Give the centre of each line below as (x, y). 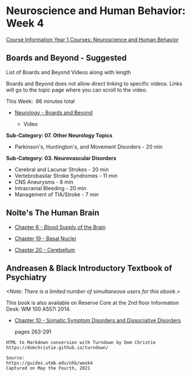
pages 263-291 (33, 332)
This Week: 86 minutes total (40, 101)
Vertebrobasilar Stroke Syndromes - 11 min (66, 176)
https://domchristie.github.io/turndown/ (57, 348)
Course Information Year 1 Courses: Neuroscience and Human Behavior (93, 39)
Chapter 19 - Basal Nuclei (45, 238)
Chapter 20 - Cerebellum (45, 250)
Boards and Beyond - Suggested (66, 58)
